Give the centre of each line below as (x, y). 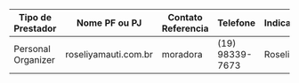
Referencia (185, 28)
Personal (32, 49)
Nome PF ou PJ (109, 23)
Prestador (35, 28)
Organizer (35, 60)
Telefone (237, 23)
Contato (185, 17)
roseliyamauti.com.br (109, 54)
